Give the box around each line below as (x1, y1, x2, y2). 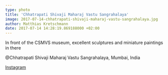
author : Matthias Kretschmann (5, 21, 69, 26)
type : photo (5, 7, 30, 12)
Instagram (5, 64, 26, 70)
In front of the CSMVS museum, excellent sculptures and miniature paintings (5, 39, 163, 45)
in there (5, 45, 21, 51)
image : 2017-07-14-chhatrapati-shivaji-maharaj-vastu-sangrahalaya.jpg (5, 16, 158, 21)
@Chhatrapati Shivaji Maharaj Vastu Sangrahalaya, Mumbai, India (5, 54, 140, 60)
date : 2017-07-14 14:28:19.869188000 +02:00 (5, 26, 100, 31)
